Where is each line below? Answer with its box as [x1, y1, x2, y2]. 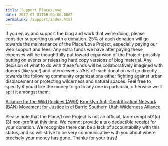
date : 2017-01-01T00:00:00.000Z [5, 12, 73, 17]
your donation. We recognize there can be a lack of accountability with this [5, 124, 160, 130]
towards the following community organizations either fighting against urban [5, 73, 163, 79]
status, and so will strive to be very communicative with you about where [5, 130, 156, 136]
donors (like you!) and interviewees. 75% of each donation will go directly [5, 68, 157, 74]
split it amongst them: [5, 89, 50, 95]
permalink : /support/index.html [5, 17, 73, 22]
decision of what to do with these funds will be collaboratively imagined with [5, 62, 163, 68]
